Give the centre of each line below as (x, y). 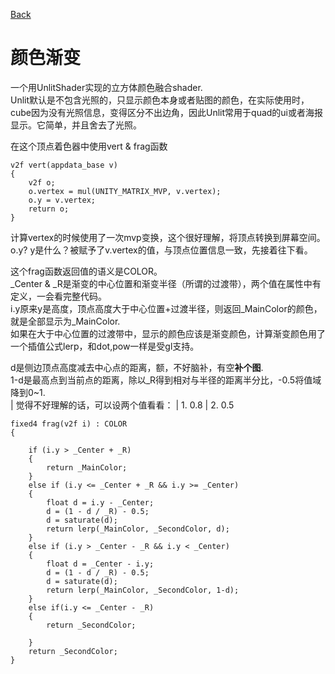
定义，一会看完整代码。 (58, 296)
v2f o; (42, 182)
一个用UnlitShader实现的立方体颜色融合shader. (106, 87)
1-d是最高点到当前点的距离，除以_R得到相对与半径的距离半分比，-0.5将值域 (166, 380)
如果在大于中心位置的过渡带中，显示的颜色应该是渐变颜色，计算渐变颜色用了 (168, 333)
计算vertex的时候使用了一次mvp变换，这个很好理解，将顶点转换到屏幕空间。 (168, 237)
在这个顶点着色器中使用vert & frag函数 (89, 146)
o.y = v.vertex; (62, 200)
